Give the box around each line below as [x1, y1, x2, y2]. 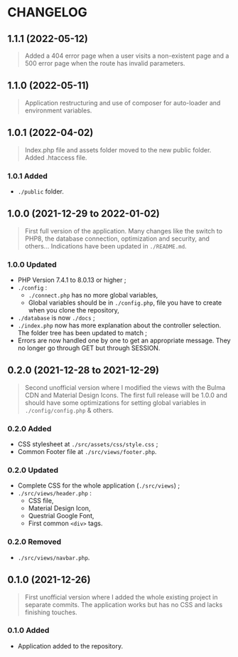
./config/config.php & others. [24, 406, 114, 414]
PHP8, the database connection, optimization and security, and [24, 234, 210, 243]
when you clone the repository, [28, 306, 119, 315]
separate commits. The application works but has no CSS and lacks [24, 600, 223, 609]
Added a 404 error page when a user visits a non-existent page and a [24, 51, 229, 60]
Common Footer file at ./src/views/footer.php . [17, 448, 157, 456]
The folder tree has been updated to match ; [17, 329, 148, 337]
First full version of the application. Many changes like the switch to [24, 226, 222, 235]
